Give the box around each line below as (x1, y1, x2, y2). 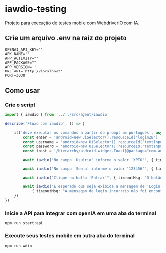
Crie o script (5, 101, 36, 108)
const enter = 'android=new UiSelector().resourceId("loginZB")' (23, 135, 161, 140)
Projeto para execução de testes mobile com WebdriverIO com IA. (5, 20, 140, 26)
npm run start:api (5, 220, 43, 225)
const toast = (23, 148, 52, 153)
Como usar (5, 86, 40, 95)
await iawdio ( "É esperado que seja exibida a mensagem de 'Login (23, 184, 161, 189)
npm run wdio (5, 243, 32, 249)
